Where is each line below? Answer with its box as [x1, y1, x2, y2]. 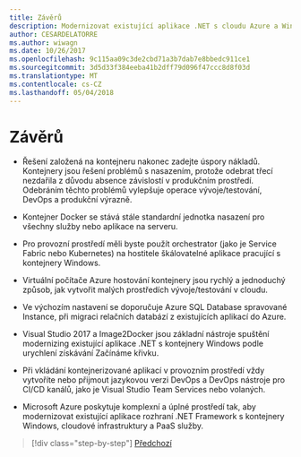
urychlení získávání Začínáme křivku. [21, 348, 159, 358]
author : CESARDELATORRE [9, 30, 99, 39]
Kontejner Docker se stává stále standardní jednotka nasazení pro [21, 211, 265, 222]
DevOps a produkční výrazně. [21, 194, 133, 205]
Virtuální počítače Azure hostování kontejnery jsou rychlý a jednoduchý [21, 275, 286, 286]
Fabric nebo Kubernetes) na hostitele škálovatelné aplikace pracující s [21, 248, 281, 259]
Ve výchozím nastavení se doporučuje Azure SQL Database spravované [21, 302, 288, 313]
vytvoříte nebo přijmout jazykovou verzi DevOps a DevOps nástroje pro [21, 375, 285, 385]
